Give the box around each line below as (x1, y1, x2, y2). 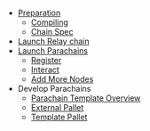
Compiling (30, 17, 69, 28)
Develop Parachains (17, 84, 91, 94)
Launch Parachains (17, 45, 89, 56)
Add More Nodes (30, 74, 94, 84)
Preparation (17, 8, 61, 18)
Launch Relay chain (17, 36, 90, 46)
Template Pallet (30, 111, 88, 122)
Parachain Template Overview (30, 93, 141, 103)
